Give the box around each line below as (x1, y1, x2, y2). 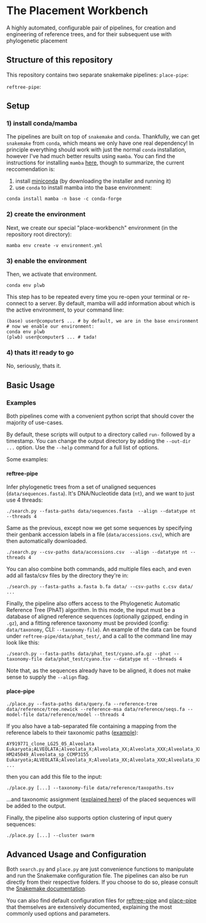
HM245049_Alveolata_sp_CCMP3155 (6, 752, 89, 758)
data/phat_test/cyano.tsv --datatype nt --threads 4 (45, 656, 183, 662)
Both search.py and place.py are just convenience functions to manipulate (6, 865, 194, 873)
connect (6, 300, 28, 307)
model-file (6, 712, 34, 718)
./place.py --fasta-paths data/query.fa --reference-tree (6, 701, 158, 707)
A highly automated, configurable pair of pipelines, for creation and (6, 24, 176, 31)
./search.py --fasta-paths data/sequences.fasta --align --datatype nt (6, 508, 196, 515)
